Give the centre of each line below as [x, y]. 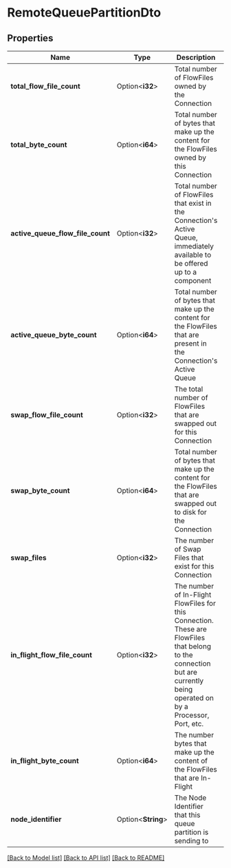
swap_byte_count [40, 490]
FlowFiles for [195, 603]
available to [193, 255]
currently [189, 681]
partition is [191, 832]
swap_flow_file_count [47, 415]
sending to [191, 841]
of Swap [188, 549]
